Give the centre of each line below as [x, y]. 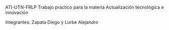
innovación [17, 12]
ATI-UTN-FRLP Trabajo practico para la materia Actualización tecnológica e [84, 7]
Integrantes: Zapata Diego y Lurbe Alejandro [52, 22]
